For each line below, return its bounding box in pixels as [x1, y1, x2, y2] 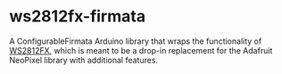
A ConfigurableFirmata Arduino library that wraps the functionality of [9, 36, 262, 46]
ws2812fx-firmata [9, 6, 145, 27]
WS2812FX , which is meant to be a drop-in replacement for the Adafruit [9, 45, 273, 55]
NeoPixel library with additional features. [9, 54, 159, 65]
